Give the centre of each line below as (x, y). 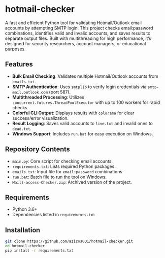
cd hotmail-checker (25, 246)
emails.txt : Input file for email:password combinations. (68, 171)
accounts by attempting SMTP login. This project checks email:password (79, 28)
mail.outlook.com (30, 92)
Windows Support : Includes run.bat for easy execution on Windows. (82, 133)
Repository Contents (38, 149)
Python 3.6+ (25, 209)
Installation (23, 230)
